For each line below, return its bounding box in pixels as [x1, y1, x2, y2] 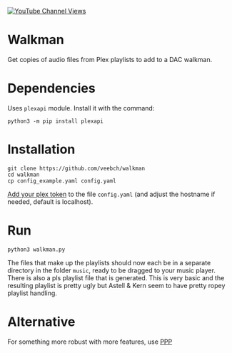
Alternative [7, 314, 76, 329]
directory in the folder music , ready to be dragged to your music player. [7, 266, 216, 275]
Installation [7, 141, 76, 158]
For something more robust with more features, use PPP [7, 337, 173, 346]
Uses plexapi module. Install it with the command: [7, 103, 155, 112]
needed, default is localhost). [7, 197, 94, 206]
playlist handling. [7, 289, 57, 297]
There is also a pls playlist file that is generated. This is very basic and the [7, 273, 225, 282]
